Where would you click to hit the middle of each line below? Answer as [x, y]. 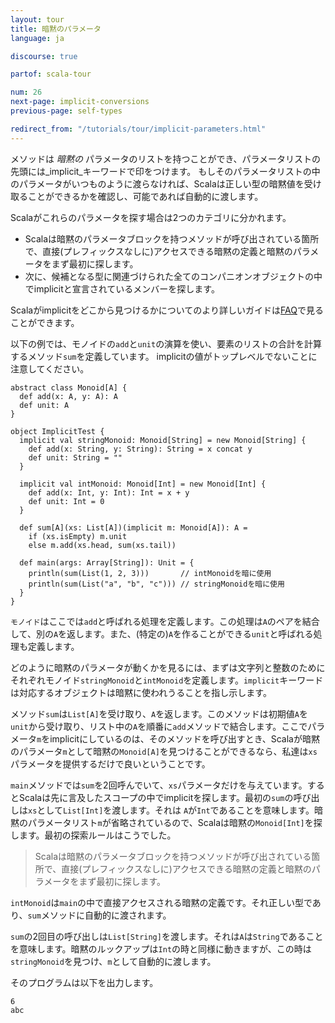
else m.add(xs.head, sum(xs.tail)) [102, 545]
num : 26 [26, 92]
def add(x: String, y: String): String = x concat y [140, 449]
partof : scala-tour [51, 74]
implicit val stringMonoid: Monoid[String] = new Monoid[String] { [163, 440]
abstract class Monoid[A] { [69, 387]
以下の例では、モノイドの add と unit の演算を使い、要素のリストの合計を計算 [166, 343]
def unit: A [44, 405]
